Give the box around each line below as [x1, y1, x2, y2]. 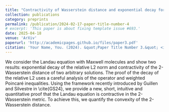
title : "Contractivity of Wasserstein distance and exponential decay [5, 7, 156, 13]
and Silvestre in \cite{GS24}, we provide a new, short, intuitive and [5, 85, 143, 91]
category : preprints [5, 17, 49, 22]
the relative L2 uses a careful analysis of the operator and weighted [5, 75, 145, 81]
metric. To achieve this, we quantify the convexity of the [32, 96, 148, 102]
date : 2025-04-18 [5, 31, 42, 36]
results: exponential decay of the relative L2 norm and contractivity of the [5, 64, 157, 70]
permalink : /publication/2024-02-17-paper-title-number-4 [5, 21, 129, 27]
